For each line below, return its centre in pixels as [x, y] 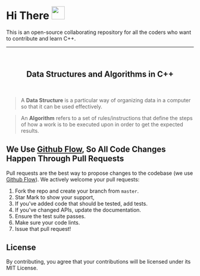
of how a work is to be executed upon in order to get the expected [102, 124]
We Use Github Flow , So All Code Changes [86, 150]
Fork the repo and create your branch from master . [76, 191]
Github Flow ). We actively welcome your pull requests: [73, 179]
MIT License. [22, 268]
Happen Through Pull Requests [65, 159]
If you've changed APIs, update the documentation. [78, 210]
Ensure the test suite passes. [50, 216]
